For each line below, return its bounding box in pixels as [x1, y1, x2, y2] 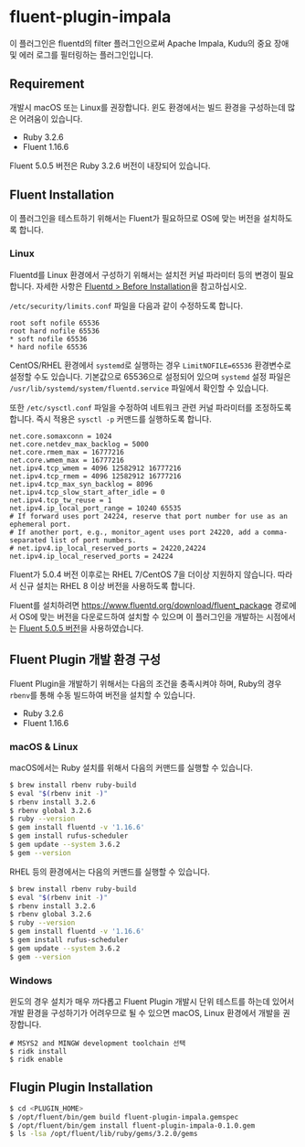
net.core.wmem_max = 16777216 [9, 456, 125, 465]
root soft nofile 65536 [9, 318, 100, 327]
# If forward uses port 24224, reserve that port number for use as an [9, 511, 288, 520]
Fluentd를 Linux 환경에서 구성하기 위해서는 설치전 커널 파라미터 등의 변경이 [9, 269, 278, 280]
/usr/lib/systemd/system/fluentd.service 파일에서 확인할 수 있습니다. [9, 382, 269, 393]
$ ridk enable [9, 1055, 64, 1065]
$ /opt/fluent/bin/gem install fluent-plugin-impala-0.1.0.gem [9, 1120, 256, 1131]
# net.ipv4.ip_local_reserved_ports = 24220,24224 [9, 543, 206, 552]
